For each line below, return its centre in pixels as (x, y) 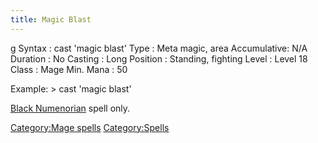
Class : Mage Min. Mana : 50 (69, 69)
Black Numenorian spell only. (70, 108)
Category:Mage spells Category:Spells (90, 127)
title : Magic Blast (51, 19)
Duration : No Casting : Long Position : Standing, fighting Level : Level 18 (159, 58)
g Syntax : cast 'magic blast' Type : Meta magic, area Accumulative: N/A (159, 48)
